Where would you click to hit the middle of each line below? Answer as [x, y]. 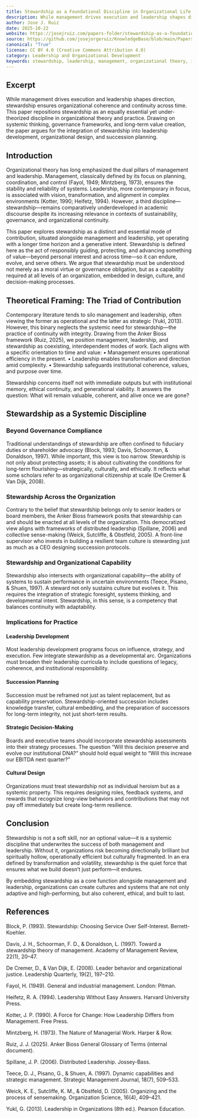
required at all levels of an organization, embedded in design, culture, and [95, 276]
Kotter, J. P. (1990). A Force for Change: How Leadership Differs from [90, 1014]
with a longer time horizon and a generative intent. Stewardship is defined [96, 244]
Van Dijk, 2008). [26, 481]
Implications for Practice [42, 622]
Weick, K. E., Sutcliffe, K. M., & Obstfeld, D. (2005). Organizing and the [91, 1091]
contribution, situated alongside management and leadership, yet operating [98, 238]
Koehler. [16, 932]
